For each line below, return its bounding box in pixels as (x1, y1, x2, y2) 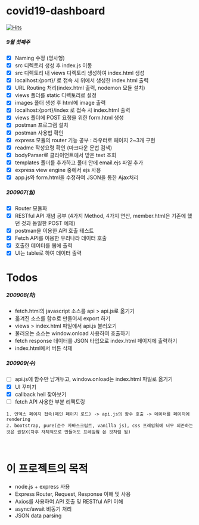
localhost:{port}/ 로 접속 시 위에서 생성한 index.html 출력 (14, 77, 149, 84)
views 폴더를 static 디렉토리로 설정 (14, 92, 97, 99)
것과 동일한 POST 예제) (21, 220, 76, 227)
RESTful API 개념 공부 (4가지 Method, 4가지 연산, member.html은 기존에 (14, 212, 186, 219)
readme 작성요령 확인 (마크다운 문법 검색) (14, 144, 113, 151)
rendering (6, 416, 31, 422)
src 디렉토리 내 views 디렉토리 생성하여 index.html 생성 (14, 70, 145, 77)
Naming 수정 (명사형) (14, 54, 66, 61)
